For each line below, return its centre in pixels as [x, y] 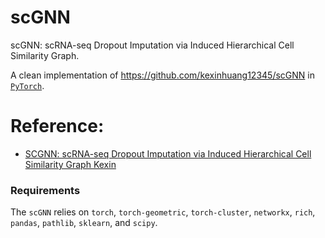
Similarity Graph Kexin [70, 164]
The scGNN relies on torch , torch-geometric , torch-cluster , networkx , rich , [163, 212]
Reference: [57, 126]
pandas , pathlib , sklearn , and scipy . [84, 223]
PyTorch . [27, 85]
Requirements [45, 190]
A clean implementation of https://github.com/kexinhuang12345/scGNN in [162, 75]
